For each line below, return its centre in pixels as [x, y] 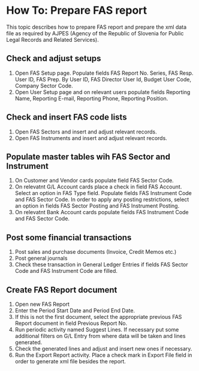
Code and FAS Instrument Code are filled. [66, 271]
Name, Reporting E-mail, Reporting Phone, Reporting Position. [91, 98]
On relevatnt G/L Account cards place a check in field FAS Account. [98, 187]
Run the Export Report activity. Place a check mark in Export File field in [103, 355]
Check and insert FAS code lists [67, 117]
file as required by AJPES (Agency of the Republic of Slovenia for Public [95, 33]
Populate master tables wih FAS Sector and [88, 156]
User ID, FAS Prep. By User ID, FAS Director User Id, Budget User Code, [103, 79]
